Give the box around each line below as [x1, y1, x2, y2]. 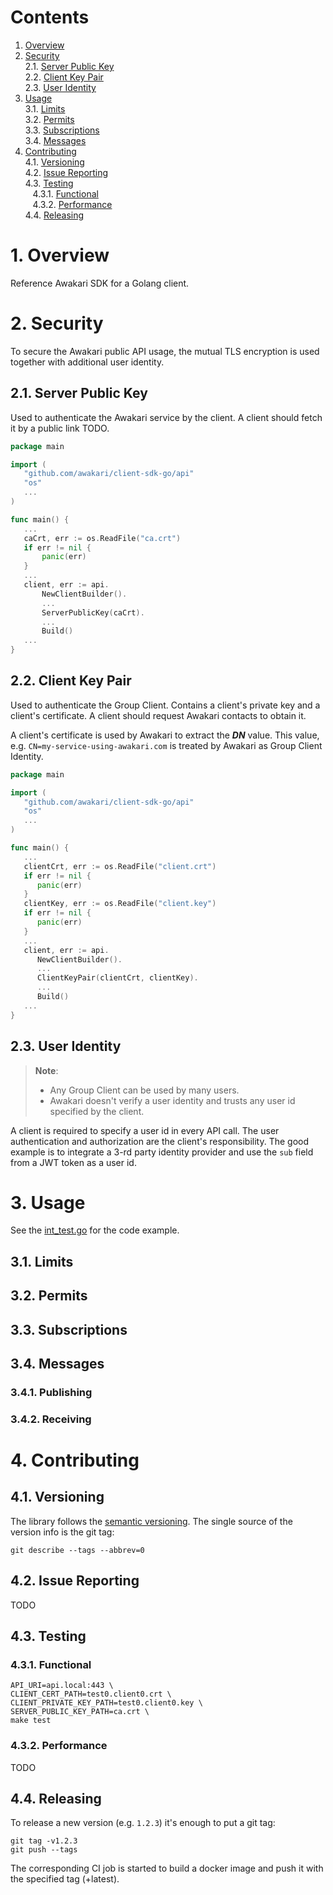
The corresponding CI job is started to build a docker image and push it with [10, 1862, 324, 1875]
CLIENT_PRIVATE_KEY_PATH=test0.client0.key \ [10, 1698, 203, 1708]
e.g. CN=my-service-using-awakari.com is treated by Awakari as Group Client [10, 739, 323, 751]
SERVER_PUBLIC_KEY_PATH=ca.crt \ [10, 1707, 150, 1717]
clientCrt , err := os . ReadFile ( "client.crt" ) [23, 861, 217, 871]
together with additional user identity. [10, 356, 165, 368]
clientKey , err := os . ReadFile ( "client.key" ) [23, 899, 217, 909]
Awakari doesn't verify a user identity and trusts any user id [49, 1094, 296, 1106]
